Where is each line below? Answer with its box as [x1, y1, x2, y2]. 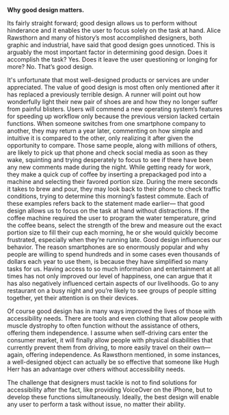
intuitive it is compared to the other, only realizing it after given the [7, 134, 193, 142]
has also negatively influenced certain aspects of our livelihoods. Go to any [7, 280, 219, 287]
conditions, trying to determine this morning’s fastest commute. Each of [7, 192, 209, 200]
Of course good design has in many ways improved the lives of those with [7, 307, 216, 315]
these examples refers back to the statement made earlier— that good [7, 200, 205, 207]
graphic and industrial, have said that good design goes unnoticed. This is [7, 41, 215, 49]
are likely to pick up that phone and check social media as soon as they [7, 148, 208, 157]
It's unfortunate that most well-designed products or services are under [7, 76, 209, 84]
